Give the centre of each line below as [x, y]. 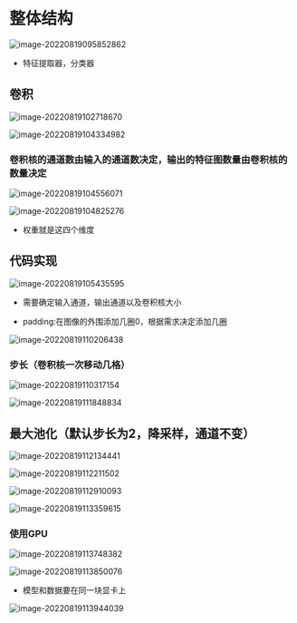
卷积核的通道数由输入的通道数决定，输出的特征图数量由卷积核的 [148, 160]
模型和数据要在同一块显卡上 [74, 590]
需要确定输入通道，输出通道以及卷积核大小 [102, 302]
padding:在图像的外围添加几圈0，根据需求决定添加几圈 [125, 321]
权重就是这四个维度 [58, 230]
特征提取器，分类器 [58, 63]
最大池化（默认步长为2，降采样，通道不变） [132, 433]
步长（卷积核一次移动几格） [70, 365]
